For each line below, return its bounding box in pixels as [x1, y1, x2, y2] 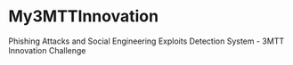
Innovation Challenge [8, 45, 86, 55]
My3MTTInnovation [8, 6, 159, 27]
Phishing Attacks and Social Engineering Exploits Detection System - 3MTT [8, 36, 285, 46]
